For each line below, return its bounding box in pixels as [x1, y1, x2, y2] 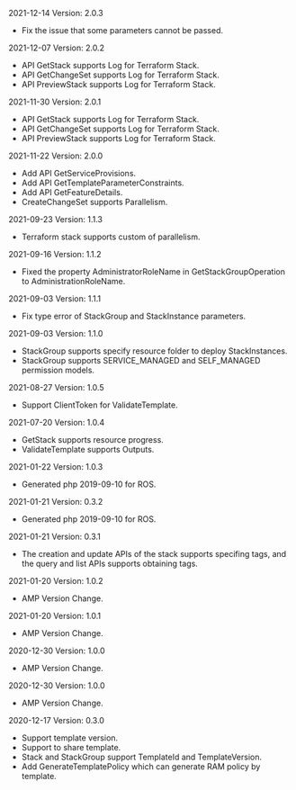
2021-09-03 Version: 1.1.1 [8, 293, 101, 304]
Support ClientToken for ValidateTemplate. [21, 399, 178, 410]
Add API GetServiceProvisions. [21, 168, 137, 178]
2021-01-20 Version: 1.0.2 [8, 576, 104, 586]
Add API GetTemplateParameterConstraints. [21, 177, 185, 188]
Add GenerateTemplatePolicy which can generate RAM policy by [21, 761, 261, 772]
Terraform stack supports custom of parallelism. [21, 231, 201, 242]
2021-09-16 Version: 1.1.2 [8, 249, 102, 259]
